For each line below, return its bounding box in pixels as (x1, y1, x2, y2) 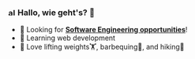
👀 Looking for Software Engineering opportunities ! (19, 25, 188, 35)
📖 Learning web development (19, 33, 116, 42)
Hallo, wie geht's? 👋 (17, 7, 95, 18)
